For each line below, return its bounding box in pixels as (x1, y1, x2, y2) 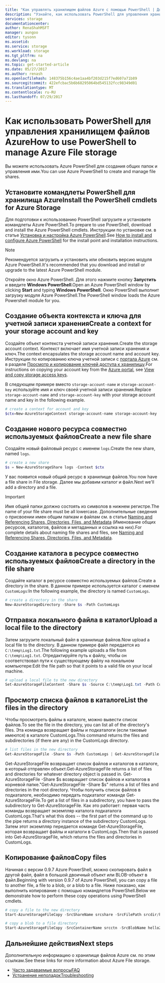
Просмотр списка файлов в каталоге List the (5, 696, 148, 704)
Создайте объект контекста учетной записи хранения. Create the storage (5, 340, 158, 346)
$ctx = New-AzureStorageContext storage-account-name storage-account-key (5, 411, 157, 416)
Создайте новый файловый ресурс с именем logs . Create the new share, (5, 446, 156, 452)
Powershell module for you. (5, 298, 60, 303)
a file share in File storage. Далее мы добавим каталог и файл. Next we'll (5, 479, 155, 485)
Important (5, 494, 25, 500)
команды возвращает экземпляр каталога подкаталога (5, 807, 122, 813)
